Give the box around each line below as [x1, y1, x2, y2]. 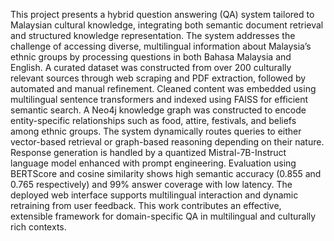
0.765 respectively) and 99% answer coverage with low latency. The [10, 179, 293, 190]
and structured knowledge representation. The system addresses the [10, 30, 296, 41]
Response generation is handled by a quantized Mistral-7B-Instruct [10, 147, 287, 158]
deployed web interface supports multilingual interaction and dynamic [10, 189, 299, 201]
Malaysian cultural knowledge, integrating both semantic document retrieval [10, 19, 324, 31]
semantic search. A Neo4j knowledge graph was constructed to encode [10, 104, 307, 116]
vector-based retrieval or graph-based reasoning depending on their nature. [10, 136, 325, 148]
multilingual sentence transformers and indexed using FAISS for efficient [10, 94, 309, 105]
